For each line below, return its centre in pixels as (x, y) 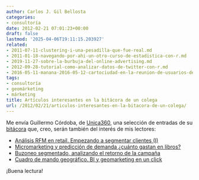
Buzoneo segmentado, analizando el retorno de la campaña (88, 153)
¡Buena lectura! (25, 170)
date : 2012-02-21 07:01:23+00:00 (47, 28)
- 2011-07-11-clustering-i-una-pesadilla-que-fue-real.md (79, 50)
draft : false (22, 34)
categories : (21, 17)
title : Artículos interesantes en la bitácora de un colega (82, 100)
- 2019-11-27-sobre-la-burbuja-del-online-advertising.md (79, 61)
